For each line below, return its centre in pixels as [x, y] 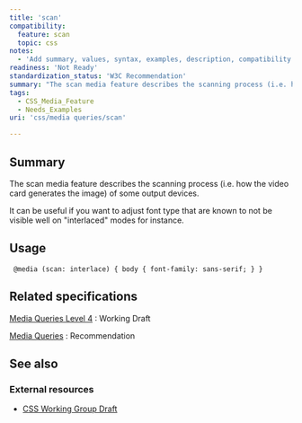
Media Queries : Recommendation [72, 335]
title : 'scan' [36, 18]
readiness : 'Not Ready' [54, 68]
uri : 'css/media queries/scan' [68, 118]
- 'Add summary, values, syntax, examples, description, [126, 59]
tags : [19, 93]
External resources [52, 389]
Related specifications [73, 297]
